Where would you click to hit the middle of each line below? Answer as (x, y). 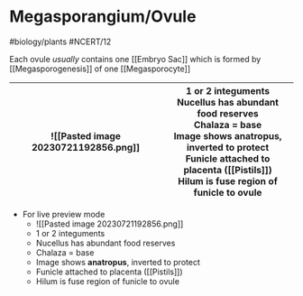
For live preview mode (64, 214)
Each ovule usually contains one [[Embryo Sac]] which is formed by (135, 59)
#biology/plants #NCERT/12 (60, 42)
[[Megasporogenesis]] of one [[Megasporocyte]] (100, 69)
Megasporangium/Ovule (103, 17)
